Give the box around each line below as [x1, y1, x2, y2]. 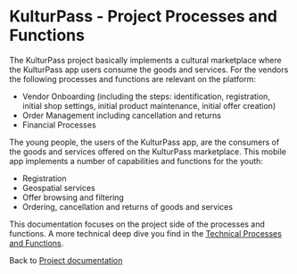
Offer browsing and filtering [21, 192, 125, 203]
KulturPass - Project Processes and [9, 6, 278, 27]
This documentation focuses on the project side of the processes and [9, 219, 266, 229]
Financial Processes [21, 119, 96, 130]
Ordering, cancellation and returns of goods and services [21, 201, 234, 212]
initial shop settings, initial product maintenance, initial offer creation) [21, 100, 276, 111]
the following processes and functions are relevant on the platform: [9, 73, 256, 84]
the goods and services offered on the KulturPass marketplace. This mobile [9, 145, 287, 157]
